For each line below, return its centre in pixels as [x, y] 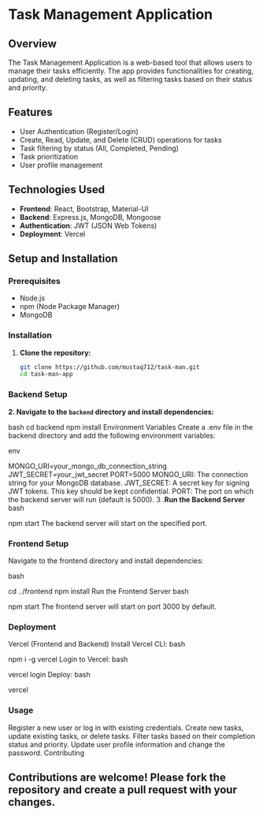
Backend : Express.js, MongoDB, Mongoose [90, 217]
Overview [33, 44]
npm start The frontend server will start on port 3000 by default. [112, 606]
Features [30, 112]
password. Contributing [46, 753]
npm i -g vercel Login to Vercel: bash [68, 659]
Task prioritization [49, 156]
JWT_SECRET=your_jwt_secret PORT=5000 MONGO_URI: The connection [128, 474]
